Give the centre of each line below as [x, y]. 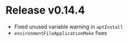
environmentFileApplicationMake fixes [60, 33]
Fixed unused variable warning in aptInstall [69, 27]
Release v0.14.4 [45, 10]
